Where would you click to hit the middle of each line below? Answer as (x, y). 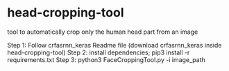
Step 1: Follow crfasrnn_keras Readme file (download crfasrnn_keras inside (114, 45)
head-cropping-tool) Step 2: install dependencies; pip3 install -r (99, 52)
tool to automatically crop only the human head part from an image (103, 32)
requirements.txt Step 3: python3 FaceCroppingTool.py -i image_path (107, 59)
